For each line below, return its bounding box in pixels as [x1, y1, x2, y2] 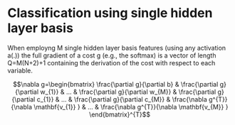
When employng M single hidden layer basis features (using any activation [7, 43, 226, 52]
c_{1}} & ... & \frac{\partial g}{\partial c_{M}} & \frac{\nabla [36, 94, 208, 104]
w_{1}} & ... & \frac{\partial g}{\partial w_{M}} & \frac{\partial [40, 87, 216, 96]
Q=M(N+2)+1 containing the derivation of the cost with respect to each [7, 58, 216, 67]
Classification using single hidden [7, 5, 213, 21]
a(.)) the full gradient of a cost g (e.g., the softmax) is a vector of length [7, 51, 216, 60]
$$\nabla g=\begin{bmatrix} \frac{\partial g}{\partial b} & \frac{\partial [13, 80, 219, 88]
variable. [7, 66, 33, 75]
